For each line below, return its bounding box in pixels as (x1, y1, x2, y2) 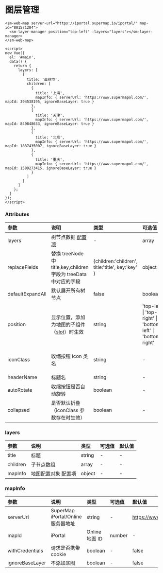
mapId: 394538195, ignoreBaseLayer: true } (5, 99, 95, 104)
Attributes (5, 211, 30, 218)
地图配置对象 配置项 (31, 470, 76, 477)
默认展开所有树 (50, 287, 85, 294)
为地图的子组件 (50, 321, 85, 328)
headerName (7, 374, 37, 381)
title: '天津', (35, 113, 65, 118)
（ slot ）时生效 (50, 329, 84, 335)
